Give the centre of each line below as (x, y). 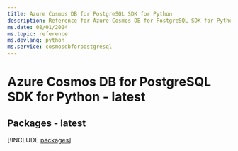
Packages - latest (47, 123)
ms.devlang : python (36, 40)
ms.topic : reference (38, 34)
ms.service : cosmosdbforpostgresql (60, 47)
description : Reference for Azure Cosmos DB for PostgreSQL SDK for (110, 21)
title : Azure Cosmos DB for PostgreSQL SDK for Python (90, 14)
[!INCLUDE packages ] (39, 140)
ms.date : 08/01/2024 (38, 27)
